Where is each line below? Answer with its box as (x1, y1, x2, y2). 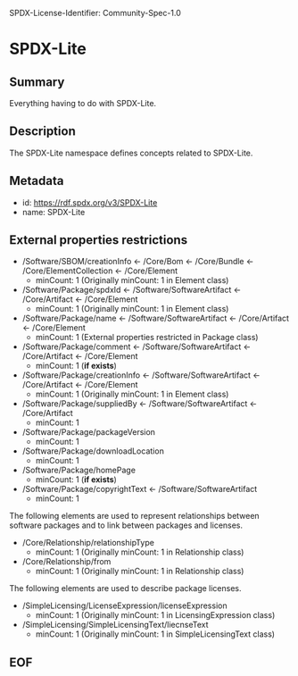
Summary (9, 74, 65, 89)
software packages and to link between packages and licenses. (9, 520, 244, 530)
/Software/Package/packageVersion (21, 427, 156, 438)
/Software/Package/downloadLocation (21, 446, 165, 456)
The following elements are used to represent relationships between (9, 511, 261, 522)
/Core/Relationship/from (21, 556, 112, 567)
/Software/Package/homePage (21, 464, 137, 476)
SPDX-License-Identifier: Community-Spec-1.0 (9, 8, 181, 18)
